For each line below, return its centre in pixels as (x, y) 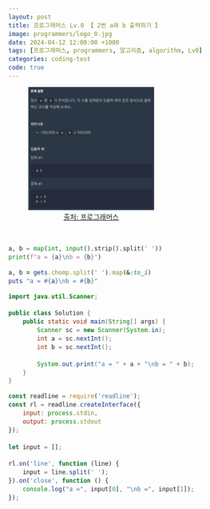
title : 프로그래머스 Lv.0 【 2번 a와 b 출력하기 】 (85, 25)
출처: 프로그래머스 (91, 217)
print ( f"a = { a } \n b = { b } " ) (55, 257)
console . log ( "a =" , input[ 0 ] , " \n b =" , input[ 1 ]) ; (109, 489)
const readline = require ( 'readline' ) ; (75, 396)
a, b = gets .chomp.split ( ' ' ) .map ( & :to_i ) (80, 272)
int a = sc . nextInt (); (75, 339)
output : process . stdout (62, 421)
